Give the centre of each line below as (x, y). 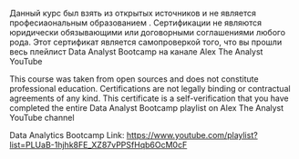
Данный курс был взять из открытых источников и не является (133, 13)
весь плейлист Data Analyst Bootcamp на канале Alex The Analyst (136, 52)
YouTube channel (42, 118)
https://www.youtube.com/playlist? (192, 135)
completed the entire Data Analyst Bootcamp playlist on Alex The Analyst (147, 108)
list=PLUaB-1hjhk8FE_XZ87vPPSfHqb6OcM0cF (98, 145)
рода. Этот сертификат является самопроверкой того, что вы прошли (146, 42)
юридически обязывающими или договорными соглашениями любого (147, 32)
